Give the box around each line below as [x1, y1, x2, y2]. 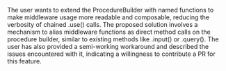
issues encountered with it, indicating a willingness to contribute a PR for [7, 50, 216, 58]
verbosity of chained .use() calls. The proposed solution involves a [7, 21, 198, 28]
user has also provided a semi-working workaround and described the [7, 43, 209, 50]
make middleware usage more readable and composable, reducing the [7, 13, 210, 21]
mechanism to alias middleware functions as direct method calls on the [7, 28, 211, 36]
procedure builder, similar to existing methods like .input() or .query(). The [7, 35, 219, 43]
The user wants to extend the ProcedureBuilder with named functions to [7, 6, 214, 14]
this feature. [7, 57, 42, 65]
